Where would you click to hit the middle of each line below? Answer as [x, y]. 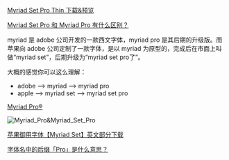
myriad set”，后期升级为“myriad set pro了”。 [80, 57]
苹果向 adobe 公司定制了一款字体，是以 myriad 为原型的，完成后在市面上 [112, 48]
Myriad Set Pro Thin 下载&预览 [51, 10]
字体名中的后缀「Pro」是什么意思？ [58, 149]
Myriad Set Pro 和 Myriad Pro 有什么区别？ [68, 25]
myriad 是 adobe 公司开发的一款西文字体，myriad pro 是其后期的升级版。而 [115, 40]
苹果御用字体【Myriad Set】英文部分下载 [65, 135]
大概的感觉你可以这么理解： [47, 72]
